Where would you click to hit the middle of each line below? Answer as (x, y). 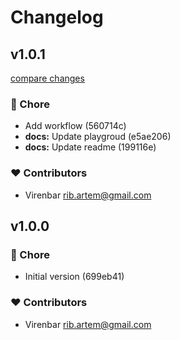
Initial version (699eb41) (74, 277)
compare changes (47, 78)
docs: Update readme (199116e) (90, 147)
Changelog (57, 17)
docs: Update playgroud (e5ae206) (98, 137)
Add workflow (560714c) (75, 126)
